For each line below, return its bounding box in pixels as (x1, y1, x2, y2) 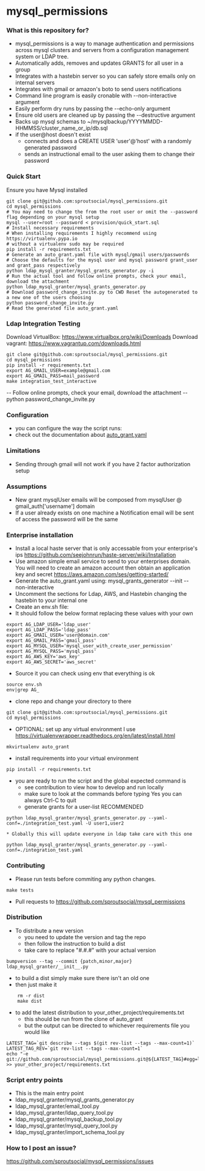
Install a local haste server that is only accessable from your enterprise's (15, 545, 198, 552)
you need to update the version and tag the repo (24, 933, 146, 940)
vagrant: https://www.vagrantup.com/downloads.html (6, 340, 142, 347)
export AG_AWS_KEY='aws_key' (6, 653, 81, 660)
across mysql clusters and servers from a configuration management (15, 46, 189, 54)
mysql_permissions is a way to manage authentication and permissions (15, 40, 194, 47)
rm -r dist (17, 992, 45, 998)
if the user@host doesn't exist (15, 131, 91, 138)
